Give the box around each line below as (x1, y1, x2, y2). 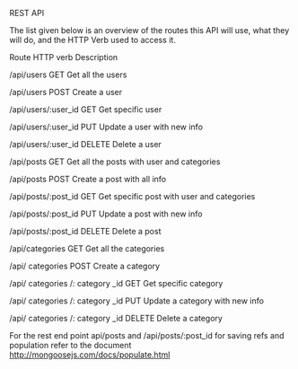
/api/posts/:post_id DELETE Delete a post (9, 226, 162, 236)
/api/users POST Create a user (9, 87, 123, 97)
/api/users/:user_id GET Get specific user (9, 104, 162, 115)
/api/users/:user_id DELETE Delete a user (9, 139, 162, 149)
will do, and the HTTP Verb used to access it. (9, 35, 177, 45)
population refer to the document (9, 340, 132, 350)
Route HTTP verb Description (9, 52, 118, 62)
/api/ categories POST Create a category (9, 260, 160, 271)
